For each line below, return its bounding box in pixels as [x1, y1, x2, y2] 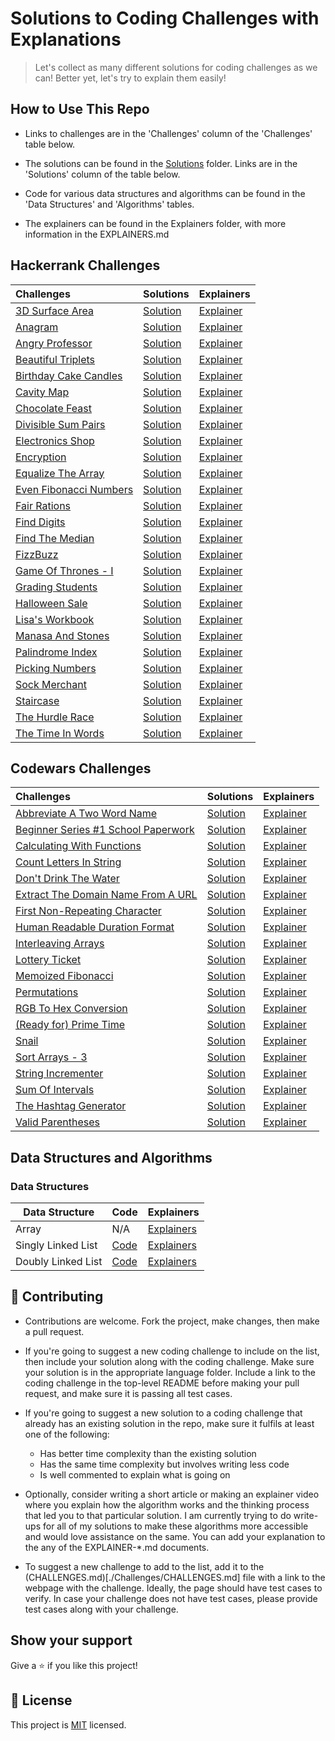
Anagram [15, 320, 59, 334]
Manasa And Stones [15, 628, 110, 642]
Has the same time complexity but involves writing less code [39, 1458, 290, 1470]
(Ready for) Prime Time [15, 1018, 126, 1032]
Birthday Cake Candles [15, 368, 123, 382]
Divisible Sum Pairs [15, 417, 106, 431]
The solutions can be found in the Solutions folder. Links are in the [24, 157, 298, 169]
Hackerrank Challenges [10, 257, 161, 274]
